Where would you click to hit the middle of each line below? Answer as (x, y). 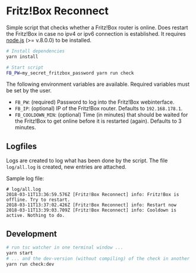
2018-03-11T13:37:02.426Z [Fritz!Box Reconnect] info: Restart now (91, 205)
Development (32, 234)
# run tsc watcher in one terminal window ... (65, 248)
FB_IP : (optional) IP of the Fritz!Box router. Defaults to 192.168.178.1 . (99, 108)
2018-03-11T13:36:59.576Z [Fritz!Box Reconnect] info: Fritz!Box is (93, 195)
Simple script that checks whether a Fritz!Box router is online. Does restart (97, 27)
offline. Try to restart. (38, 200)
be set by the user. (29, 91)
